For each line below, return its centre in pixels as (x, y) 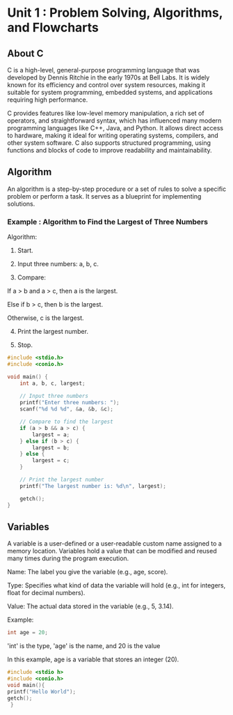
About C (25, 53)
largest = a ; (51, 435)
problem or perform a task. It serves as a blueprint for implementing (104, 196)
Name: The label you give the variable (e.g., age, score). (88, 572)
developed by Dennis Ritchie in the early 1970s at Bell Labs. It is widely (109, 77)
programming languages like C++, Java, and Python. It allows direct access (115, 128)
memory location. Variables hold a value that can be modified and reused (112, 551)
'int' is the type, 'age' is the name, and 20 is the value (84, 646)
